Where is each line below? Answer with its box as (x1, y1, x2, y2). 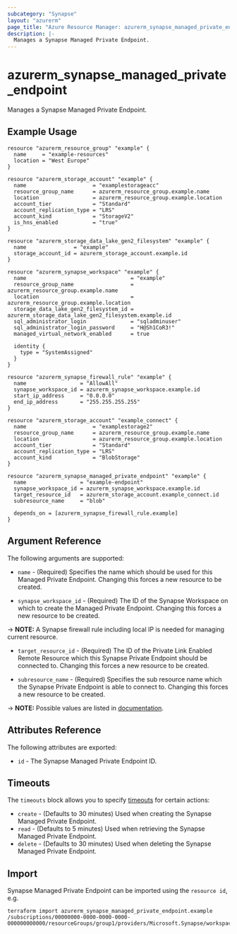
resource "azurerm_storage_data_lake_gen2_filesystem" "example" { (7, 238, 210, 245)
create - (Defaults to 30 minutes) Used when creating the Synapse (17, 810, 212, 818)
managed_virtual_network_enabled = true (13, 330, 150, 337)
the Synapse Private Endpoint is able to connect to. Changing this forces (17, 682, 229, 691)
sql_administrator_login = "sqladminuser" (13, 317, 181, 325)
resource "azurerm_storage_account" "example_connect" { (7, 416, 178, 424)
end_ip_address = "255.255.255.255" (13, 398, 140, 405)
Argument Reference (7, 535, 102, 547)
